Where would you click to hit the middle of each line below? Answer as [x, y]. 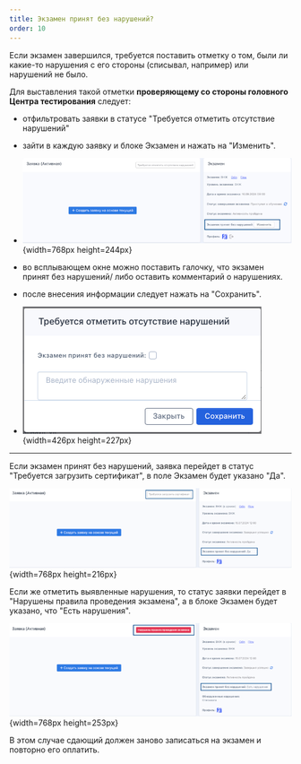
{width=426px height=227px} [77, 440]
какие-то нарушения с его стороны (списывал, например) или [129, 65]
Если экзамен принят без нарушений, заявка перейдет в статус [132, 466]
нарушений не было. [49, 74]
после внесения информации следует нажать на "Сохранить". [142, 294]
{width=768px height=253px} [64, 723]
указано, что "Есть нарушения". [70, 611]
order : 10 [28, 28]
